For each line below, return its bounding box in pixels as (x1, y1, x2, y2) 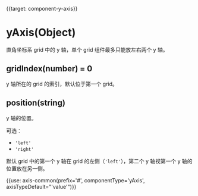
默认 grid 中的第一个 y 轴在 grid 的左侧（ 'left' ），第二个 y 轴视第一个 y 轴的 (6, 157, 193, 165)
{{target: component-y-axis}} (6, 5, 78, 12)
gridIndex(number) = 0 (6, 64, 93, 74)
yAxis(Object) (6, 26, 76, 39)
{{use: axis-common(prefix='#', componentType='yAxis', (6, 176, 145, 184)
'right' (14, 146, 34, 152)
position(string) (6, 98, 65, 108)
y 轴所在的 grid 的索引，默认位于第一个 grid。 (6, 80, 118, 87)
